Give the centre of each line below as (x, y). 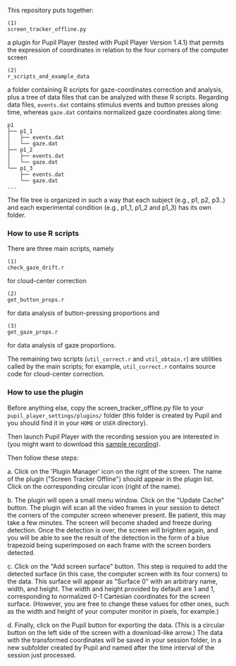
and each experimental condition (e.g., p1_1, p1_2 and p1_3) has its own (109, 207)
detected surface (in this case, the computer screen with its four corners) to (117, 573)
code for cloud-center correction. (56, 374)
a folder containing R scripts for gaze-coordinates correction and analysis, (115, 90)
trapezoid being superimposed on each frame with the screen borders (109, 545)
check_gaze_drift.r (36, 268)
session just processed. (42, 655)
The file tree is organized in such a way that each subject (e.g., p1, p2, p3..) (116, 200)
